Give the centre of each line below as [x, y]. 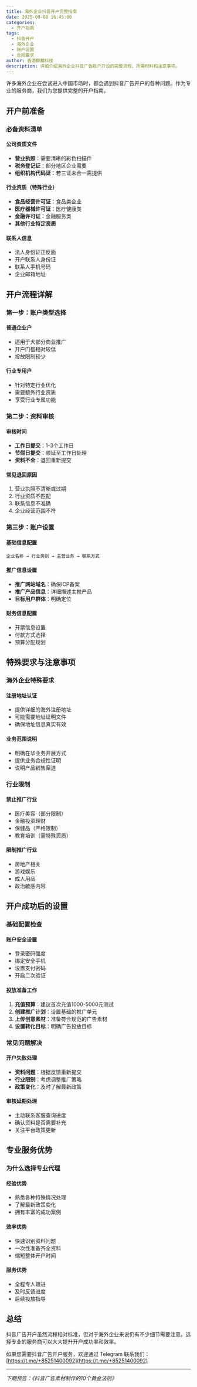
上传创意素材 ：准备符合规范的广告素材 [61, 1019]
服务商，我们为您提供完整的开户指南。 [62, 91]
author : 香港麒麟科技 [30, 60]
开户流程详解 [29, 294]
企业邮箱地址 [30, 274]
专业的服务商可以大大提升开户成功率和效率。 [65, 1341]
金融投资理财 [30, 820]
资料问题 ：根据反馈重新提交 [48, 1072]
